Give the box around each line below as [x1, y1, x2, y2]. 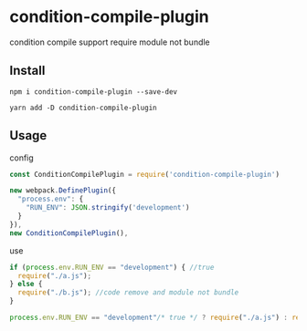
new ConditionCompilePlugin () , [9, 228, 129, 238]
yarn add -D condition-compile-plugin [9, 103, 157, 112]
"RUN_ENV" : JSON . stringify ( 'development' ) [26, 203, 190, 212]
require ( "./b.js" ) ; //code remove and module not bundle [17, 288, 239, 297]
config [9, 152, 34, 163]
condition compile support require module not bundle [9, 36, 210, 47]
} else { [9, 280, 43, 289]
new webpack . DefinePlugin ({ [9, 186, 117, 195]
